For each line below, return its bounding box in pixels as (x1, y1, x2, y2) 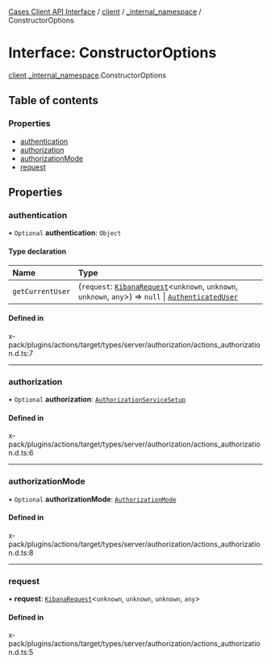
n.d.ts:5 (8, 648, 34, 657)
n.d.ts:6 (8, 448, 34, 458)
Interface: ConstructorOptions (8, 44, 217, 62)
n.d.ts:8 (8, 548, 34, 557)
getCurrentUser (12, 287, 71, 296)
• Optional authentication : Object (8, 228, 122, 237)
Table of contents (8, 94, 98, 107)
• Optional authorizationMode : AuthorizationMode (8, 494, 177, 504)
